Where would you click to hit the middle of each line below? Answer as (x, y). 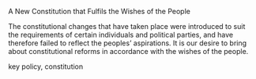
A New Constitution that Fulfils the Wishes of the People (100, 11)
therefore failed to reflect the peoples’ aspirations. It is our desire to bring (128, 43)
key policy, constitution (46, 66)
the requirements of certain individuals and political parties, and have (121, 35)
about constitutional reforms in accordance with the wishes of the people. (128, 51)
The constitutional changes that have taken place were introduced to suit (127, 26)
